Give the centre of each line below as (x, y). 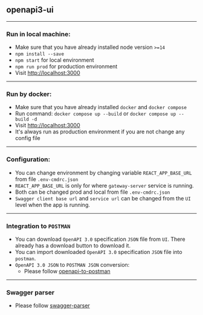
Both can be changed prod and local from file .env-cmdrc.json (92, 192)
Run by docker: (29, 94)
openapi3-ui (30, 10)
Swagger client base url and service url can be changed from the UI (103, 198)
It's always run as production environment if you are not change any (100, 132)
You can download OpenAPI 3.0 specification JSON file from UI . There (100, 239)
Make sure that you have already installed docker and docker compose (101, 107)
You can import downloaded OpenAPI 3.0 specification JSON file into (98, 252)
